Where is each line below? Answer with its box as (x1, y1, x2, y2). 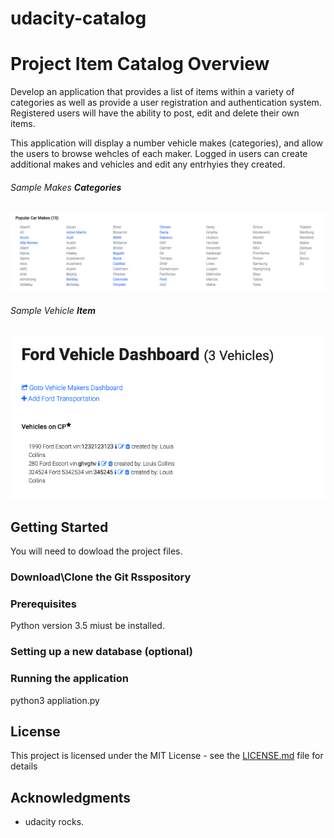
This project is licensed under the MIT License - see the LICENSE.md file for (10, 750, 324, 762)
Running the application (10, 672, 129, 686)
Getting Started (10, 518, 109, 536)
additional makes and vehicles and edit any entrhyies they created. (10, 158, 286, 171)
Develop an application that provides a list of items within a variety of (10, 86, 295, 98)
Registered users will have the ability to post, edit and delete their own (10, 107, 300, 119)
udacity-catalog (10, 7, 147, 30)
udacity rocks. (24, 816, 85, 828)
